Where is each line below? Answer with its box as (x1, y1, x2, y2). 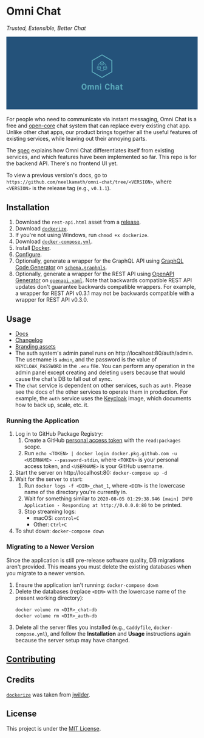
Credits (6, 675, 35, 685)
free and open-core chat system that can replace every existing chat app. (6, 122, 191, 129)
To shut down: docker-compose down (15, 527, 104, 534)
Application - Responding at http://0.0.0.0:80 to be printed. (24, 502, 182, 509)
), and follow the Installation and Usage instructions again (45, 630, 191, 637)
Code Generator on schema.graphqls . (15, 264, 107, 271)
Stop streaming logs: (24, 508, 76, 516)
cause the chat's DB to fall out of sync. (15, 375, 112, 383)
